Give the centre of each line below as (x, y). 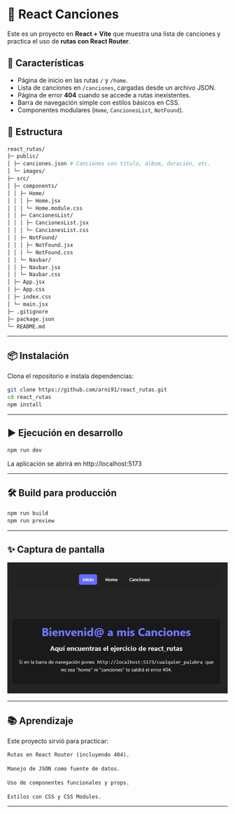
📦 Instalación (38, 356)
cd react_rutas (29, 398)
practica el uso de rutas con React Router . (69, 41)
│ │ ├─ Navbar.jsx (34, 267)
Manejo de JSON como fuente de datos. (64, 769)
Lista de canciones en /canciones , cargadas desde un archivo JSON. (116, 88)
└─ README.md (26, 326)
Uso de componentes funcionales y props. (69, 783)
